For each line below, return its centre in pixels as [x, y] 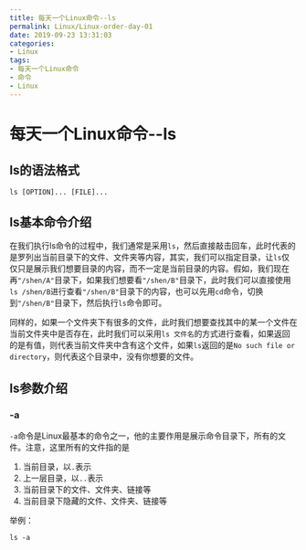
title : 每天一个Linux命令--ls [63, 18]
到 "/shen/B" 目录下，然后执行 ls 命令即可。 [88, 303]
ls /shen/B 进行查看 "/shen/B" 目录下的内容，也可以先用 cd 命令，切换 [137, 291]
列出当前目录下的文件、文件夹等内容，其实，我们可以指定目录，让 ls [153, 258]
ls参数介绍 [39, 388]
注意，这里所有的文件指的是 [77, 448]
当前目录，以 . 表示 [57, 467]
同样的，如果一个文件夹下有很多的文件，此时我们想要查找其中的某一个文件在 [153, 323]
